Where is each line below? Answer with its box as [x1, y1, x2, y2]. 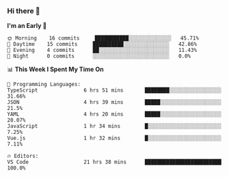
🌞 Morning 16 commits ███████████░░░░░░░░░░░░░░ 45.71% [7, 35, 200, 42]
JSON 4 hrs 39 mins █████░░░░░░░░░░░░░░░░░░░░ [7, 99, 222, 106]
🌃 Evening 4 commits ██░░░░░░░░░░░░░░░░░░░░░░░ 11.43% [7, 47, 197, 54]
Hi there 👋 [7, 6, 41, 16]
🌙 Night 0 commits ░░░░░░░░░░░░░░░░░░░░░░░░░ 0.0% [7, 53, 191, 60]
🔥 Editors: [7, 153, 39, 160]
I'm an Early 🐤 [7, 22, 47, 30]
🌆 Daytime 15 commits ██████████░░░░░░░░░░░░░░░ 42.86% [7, 41, 197, 48]
